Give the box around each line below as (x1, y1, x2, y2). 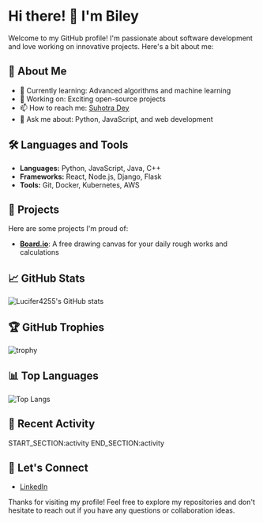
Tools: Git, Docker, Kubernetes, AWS (19, 180, 140, 189)
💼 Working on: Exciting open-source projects (19, 94, 166, 104)
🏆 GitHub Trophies (8, 320, 105, 334)
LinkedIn (19, 482, 48, 491)
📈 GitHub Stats (8, 271, 85, 285)
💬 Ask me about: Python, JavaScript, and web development (19, 114, 213, 123)
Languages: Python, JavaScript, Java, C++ (19, 163, 161, 172)
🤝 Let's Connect (8, 461, 88, 475)
